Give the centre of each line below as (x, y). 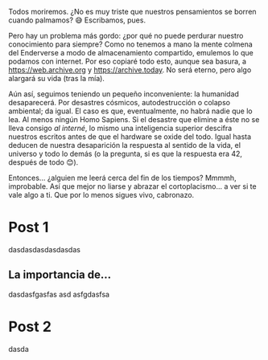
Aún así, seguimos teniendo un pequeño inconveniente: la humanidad (124, 94)
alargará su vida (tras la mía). (56, 78)
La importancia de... (60, 275)
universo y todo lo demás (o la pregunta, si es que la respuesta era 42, (126, 153)
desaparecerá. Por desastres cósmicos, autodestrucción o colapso (120, 102)
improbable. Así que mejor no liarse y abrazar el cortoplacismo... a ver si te (132, 186)
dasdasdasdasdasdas (44, 249)
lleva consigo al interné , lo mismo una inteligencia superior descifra (120, 128)
